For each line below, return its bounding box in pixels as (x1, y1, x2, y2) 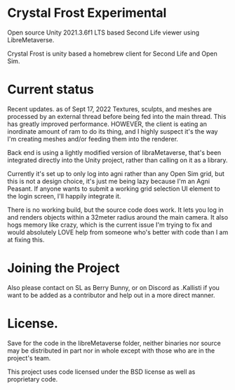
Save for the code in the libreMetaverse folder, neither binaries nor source (7, 339, 221, 347)
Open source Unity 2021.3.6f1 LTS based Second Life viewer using (7, 28, 200, 37)
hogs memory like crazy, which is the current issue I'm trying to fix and (7, 220, 213, 229)
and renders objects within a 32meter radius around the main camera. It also (7, 213, 229, 221)
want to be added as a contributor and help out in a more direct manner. (7, 291, 215, 299)
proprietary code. (7, 375, 58, 383)
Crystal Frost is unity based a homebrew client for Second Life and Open (7, 49, 217, 58)
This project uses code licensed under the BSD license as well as (7, 367, 196, 376)
